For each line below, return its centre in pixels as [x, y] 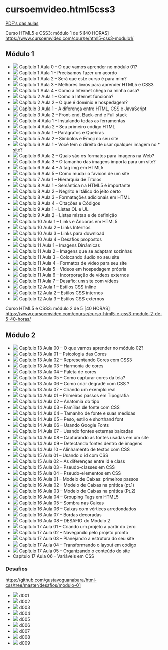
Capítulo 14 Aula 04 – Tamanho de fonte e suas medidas [77, 413]
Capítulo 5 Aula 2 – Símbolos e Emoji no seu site [69, 138]
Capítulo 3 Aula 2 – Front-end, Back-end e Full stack [73, 115]
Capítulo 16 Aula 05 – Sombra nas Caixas [61, 503]
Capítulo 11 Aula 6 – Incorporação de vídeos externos [74, 275]
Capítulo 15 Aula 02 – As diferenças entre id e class [72, 461]
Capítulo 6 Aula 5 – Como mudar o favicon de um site [74, 173]
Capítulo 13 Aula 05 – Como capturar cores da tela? [72, 377]
